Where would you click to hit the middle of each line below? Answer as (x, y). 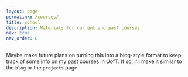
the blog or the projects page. (42, 67)
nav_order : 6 (22, 38)
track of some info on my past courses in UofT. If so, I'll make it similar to (94, 61)
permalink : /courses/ (33, 17)
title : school (23, 22)
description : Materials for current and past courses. (74, 28)
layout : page (22, 11)
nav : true (18, 33)
